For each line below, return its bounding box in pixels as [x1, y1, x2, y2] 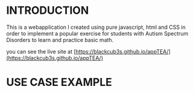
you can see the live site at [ [6, 48, 77, 55]
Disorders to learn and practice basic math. [6, 36, 114, 43]
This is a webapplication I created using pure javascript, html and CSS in [6, 23, 186, 31]
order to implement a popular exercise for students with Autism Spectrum [6, 29, 189, 37]
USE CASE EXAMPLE [6, 76, 113, 89]
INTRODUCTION [6, 4, 89, 17]
